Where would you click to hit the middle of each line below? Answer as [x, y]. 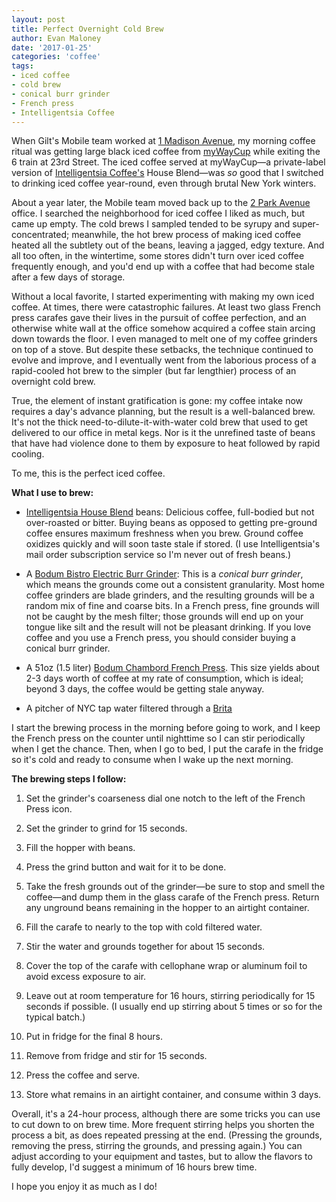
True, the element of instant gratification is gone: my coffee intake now [157, 401]
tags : [22, 66]
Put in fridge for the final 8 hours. [94, 1037]
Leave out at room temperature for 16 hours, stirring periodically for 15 [170, 996]
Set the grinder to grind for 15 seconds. [106, 828]
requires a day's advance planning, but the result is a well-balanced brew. [163, 412]
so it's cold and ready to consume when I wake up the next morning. [152, 760]
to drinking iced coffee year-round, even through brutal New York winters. [164, 183]
